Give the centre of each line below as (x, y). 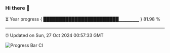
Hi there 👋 (18, 8)
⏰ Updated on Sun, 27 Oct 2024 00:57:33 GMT (54, 35)
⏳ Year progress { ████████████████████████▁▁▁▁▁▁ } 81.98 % (83, 19)
